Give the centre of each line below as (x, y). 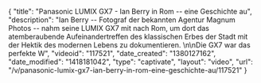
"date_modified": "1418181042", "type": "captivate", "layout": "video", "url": (130, 62)
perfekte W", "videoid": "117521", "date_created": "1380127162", (112, 53)
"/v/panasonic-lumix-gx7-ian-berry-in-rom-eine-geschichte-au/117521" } (128, 70)
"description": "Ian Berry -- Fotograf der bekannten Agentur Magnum (122, 20)
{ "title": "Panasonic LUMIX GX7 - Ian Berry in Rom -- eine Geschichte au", (130, 11)
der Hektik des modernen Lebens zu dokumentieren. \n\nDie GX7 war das (129, 45)
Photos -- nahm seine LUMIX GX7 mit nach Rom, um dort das (109, 28)
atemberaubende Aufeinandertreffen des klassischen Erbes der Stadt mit (128, 36)
